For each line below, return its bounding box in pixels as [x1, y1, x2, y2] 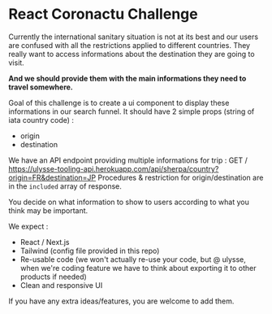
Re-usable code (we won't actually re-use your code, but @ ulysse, [19, 254, 246, 264]
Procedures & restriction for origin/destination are [97, 172, 264, 182]
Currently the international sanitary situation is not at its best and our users [8, 32, 258, 41]
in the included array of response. [8, 181, 122, 191]
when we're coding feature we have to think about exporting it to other [19, 263, 257, 273]
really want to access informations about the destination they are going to [8, 49, 255, 59]
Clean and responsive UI [19, 280, 103, 290]
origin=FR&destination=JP [8, 172, 97, 182]
